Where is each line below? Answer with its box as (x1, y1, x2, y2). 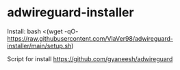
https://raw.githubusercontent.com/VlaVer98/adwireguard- (7, 34, 173, 42)
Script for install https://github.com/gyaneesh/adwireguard (7, 54, 173, 63)
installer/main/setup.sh (7, 41, 72, 50)
